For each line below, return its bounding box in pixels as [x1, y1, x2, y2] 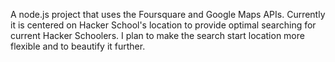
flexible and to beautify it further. [10, 40, 146, 52]
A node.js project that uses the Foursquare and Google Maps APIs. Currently [10, 9, 326, 20]
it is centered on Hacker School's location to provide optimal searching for [10, 19, 317, 31]
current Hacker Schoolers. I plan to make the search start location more [10, 30, 305, 41]
